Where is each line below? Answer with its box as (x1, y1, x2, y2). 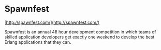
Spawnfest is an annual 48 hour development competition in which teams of (4, 29, 157, 34)
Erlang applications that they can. (4, 39, 71, 45)
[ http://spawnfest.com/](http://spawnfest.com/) (4, 19, 100, 25)
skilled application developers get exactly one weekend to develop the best (4, 34, 155, 40)
